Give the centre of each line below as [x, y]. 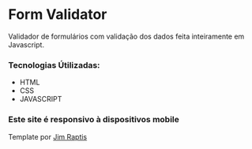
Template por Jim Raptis [48, 136]
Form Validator [58, 15]
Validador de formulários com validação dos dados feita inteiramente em [126, 36]
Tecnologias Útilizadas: [54, 65]
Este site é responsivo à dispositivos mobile [94, 120]
